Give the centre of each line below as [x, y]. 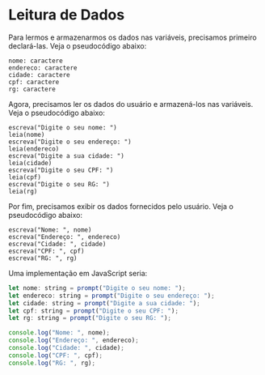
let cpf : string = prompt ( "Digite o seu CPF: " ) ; [94, 311]
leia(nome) [27, 134]
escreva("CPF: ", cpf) [46, 251]
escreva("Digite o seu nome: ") [63, 127]
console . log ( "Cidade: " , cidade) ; [67, 348]
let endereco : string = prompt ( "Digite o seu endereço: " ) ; [112, 296]
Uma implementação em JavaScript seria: [78, 273]
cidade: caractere [39, 75]
